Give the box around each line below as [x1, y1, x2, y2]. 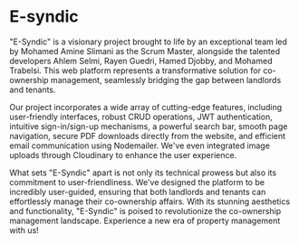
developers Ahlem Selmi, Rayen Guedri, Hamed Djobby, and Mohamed [9, 55, 273, 66]
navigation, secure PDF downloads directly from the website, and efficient [9, 130, 286, 141]
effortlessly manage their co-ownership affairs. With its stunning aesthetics [9, 196, 291, 207]
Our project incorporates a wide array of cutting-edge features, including [9, 101, 283, 112]
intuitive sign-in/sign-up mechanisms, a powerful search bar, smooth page [9, 120, 288, 132]
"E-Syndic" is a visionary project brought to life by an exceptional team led [9, 36, 288, 47]
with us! [9, 224, 39, 236]
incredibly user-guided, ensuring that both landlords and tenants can [9, 186, 266, 197]
